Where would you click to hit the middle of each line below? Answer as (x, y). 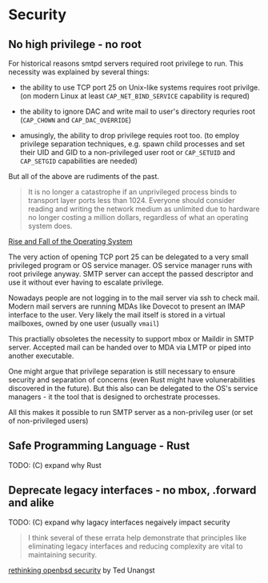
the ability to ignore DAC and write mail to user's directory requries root (138, 111)
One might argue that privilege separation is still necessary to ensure (122, 371)
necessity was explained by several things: (79, 72)
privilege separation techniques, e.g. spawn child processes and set (132, 144)
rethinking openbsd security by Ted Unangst (82, 570)
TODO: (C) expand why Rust (55, 465)
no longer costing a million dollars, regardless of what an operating (138, 217)
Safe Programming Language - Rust (99, 446)
